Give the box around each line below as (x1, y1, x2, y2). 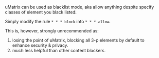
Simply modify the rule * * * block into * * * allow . (5, 19, 111, 24)
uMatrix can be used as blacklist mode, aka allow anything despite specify (5, 4, 154, 10)
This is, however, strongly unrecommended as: (5, 28, 99, 33)
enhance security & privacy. (12, 43, 69, 48)
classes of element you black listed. (5, 9, 77, 15)
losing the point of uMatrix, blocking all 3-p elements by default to (12, 37, 145, 43)
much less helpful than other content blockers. (12, 48, 106, 53)
